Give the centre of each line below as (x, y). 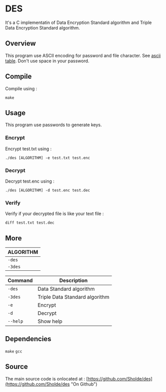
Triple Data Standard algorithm (74, 297)
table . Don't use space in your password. (47, 61)
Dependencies (28, 339)
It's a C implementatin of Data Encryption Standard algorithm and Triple (79, 22)
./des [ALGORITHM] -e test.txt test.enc (48, 158)
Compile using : (21, 88)
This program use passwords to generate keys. (54, 125)
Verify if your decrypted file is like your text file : (54, 214)
